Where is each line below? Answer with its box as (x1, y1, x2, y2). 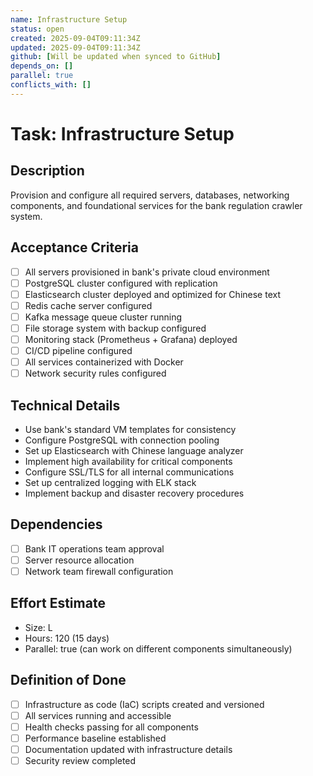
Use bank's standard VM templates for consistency (24, 424, 237, 435)
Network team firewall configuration (24, 565, 174, 577)
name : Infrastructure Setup (10, 14, 128, 25)
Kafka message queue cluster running (24, 311, 183, 323)
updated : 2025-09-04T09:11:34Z (10, 42, 141, 53)
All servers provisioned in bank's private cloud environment (24, 266, 270, 278)
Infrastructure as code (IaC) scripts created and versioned (24, 698, 265, 710)
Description (10, 162, 85, 180)
